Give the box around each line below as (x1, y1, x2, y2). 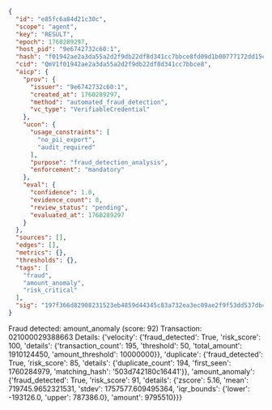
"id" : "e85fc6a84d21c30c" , (15, 15, 107, 23)
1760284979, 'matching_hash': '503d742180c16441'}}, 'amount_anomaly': (8, 366, 255, 376)
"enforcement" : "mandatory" (29, 166, 125, 174)
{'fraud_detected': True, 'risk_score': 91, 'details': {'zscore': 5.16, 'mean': (8, 375, 249, 385)
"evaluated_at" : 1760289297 (29, 211, 125, 219)
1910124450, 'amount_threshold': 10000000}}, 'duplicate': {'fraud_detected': (8, 349, 263, 359)
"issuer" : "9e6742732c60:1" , (29, 83, 129, 91)
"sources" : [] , (15, 233, 67, 242)
